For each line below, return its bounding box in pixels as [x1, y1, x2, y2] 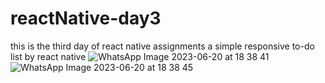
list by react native [10, 50, 87, 62]
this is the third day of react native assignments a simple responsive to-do [10, 40, 315, 52]
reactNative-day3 [10, 7, 162, 30]
